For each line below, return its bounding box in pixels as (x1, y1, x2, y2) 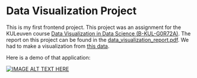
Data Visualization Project (6, 4, 137, 18)
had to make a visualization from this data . (6, 43, 110, 50)
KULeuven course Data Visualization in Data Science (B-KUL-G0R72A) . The (6, 30, 191, 37)
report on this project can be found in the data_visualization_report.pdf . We (6, 36, 189, 43)
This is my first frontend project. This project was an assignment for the (6, 24, 182, 31)
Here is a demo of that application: (6, 54, 91, 61)
